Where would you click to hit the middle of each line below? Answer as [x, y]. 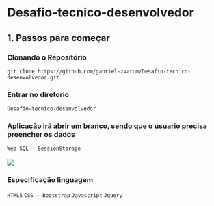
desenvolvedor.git [33, 77]
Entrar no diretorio [38, 94]
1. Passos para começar [59, 38]
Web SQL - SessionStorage [44, 149]
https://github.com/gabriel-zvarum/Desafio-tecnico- [114, 71]
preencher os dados [41, 135]
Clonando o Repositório [47, 57]
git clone [21, 71]
